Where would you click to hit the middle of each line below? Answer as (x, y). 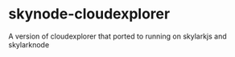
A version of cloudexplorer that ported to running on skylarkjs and (117, 36)
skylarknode (29, 44)
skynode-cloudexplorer (89, 14)
